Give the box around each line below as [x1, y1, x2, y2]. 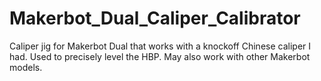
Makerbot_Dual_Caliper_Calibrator [9, 7, 301, 30]
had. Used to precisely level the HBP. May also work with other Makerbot [9, 50, 311, 62]
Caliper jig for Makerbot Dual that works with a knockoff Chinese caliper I [9, 40, 312, 52]
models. [9, 61, 43, 73]
